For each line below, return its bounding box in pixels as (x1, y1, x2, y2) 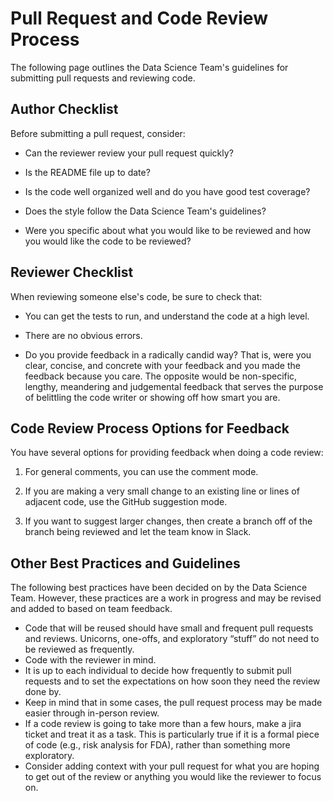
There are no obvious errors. (24, 329, 143, 341)
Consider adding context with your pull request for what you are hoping (24, 760, 320, 772)
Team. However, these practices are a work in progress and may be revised (10, 592, 322, 604)
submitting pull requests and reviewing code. (10, 72, 196, 84)
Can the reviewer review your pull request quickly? (24, 147, 234, 159)
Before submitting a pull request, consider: (10, 127, 186, 139)
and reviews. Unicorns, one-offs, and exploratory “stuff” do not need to (24, 633, 320, 645)
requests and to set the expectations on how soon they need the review (24, 675, 321, 687)
